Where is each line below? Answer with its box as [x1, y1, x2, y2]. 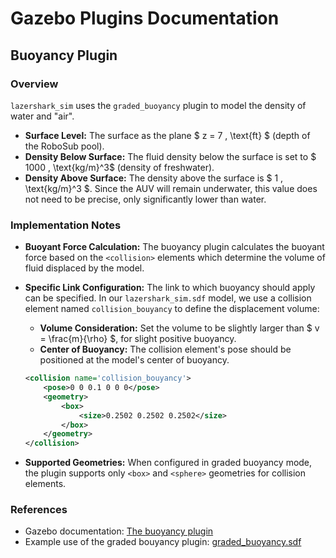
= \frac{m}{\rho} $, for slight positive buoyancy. [39, 333, 237, 345]
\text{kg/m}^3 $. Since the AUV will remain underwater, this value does [24, 182, 318, 194]
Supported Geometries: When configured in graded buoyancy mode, [24, 457, 313, 469]
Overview [10, 77, 59, 91]
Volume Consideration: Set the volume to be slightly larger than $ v [39, 322, 320, 334]
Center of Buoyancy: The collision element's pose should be [39, 343, 292, 356]
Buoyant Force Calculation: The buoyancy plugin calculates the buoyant [24, 241, 325, 253]
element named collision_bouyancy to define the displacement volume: [24, 303, 320, 315]
